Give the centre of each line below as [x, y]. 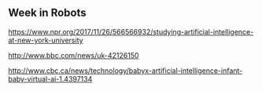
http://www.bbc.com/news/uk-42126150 [74, 55]
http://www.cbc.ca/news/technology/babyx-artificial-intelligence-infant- [125, 71]
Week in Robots [47, 13]
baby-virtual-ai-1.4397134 [50, 78]
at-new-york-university [46, 40]
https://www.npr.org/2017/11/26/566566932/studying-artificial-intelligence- [131, 31]
